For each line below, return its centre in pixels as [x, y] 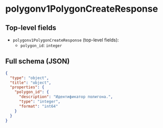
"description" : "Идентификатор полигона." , [66, 97]
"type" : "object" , [30, 78]
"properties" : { [27, 87]
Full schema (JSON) [38, 61]
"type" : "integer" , [39, 102]
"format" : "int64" [38, 106]
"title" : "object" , [31, 83]
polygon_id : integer [41, 45]
